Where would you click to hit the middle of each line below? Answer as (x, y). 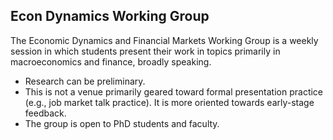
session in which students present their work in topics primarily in (145, 51)
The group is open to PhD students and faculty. (122, 123)
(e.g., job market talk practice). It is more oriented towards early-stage (169, 102)
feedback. (45, 113)
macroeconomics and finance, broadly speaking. (111, 61)
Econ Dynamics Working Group (110, 16)
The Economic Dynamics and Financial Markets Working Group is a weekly (164, 40)
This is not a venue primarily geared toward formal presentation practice (174, 91)
